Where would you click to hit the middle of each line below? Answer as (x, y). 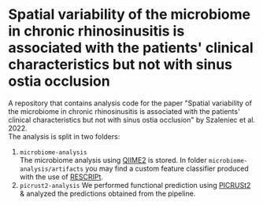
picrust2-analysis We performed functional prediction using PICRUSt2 (135, 185)
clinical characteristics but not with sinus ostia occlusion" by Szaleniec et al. (132, 120)
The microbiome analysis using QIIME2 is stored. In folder (113, 160)
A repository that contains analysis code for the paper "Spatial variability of (130, 103)
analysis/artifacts (52, 169)
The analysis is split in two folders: (64, 136)
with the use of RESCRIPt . (61, 177)
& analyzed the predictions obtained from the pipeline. (107, 193)
